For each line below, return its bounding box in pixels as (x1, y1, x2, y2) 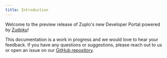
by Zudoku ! (5, 26, 29, 33)
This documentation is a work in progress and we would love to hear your (5, 36, 158, 42)
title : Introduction (5, 7, 49, 13)
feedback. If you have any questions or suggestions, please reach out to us (5, 41, 162, 48)
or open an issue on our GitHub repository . (5, 47, 95, 53)
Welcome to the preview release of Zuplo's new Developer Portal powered (5, 21, 160, 27)
